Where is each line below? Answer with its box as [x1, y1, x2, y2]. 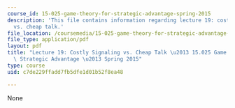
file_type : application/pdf [7, 36, 90, 43]
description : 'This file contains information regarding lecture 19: [7, 17, 215, 24]
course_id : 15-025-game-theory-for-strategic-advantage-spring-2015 [7, 10, 211, 17]
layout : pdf [7, 43, 42, 49]
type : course [7, 62, 45, 69]
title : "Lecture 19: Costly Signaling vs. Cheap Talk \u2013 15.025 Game [7, 49, 227, 56]
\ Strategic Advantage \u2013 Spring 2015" [13, 56, 142, 63]
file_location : [7, 29, 52, 37]
